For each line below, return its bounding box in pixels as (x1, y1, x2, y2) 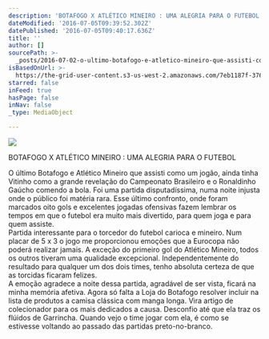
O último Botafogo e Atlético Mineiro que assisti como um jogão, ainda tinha (8, 168, 259, 177)
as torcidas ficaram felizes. (8, 270, 98, 280)
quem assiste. (8, 220, 54, 228)
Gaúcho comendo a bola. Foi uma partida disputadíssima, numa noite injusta (8, 185, 260, 195)
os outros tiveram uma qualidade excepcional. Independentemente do (8, 253, 239, 263)
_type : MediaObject (8, 109, 74, 117)
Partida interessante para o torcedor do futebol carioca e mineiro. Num (8, 228, 243, 237)
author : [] (8, 42, 45, 50)
